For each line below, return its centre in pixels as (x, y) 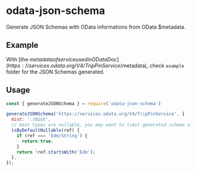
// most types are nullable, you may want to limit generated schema (98, 125)
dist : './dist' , (31, 120)
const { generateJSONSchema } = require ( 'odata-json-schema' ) (84, 103)
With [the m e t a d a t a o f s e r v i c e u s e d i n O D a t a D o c (62, 59)
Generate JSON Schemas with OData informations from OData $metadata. (96, 27)
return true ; (38, 141)
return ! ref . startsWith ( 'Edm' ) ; (56, 152)
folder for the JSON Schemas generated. (55, 72)
